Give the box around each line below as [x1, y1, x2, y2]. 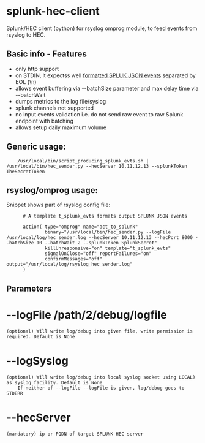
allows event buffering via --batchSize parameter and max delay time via [15, 85, 199, 92]
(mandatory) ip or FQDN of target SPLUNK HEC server [6, 431, 144, 437]
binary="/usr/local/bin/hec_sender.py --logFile [45, 229, 171, 235]
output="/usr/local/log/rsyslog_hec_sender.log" [6, 262, 133, 268]
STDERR [6, 390, 23, 396]
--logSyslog [6, 354, 69, 368]
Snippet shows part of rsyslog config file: [6, 201, 111, 209]
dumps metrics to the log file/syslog [15, 97, 106, 105]
